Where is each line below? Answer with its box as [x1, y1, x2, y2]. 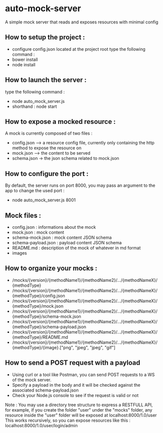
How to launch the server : [5, 76, 87, 84]
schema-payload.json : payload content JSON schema [12, 240, 122, 245]
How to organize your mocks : [5, 264, 97, 273]
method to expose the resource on [12, 145, 82, 151]
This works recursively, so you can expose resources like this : [5, 417, 130, 423]
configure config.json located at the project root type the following [12, 46, 146, 52]
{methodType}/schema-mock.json [12, 313, 81, 319]
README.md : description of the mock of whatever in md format [12, 245, 141, 251]
